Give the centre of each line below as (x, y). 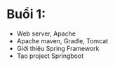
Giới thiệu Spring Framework (58, 48)
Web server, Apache (46, 33)
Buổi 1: (26, 14)
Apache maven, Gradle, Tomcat (62, 40)
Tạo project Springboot (50, 56)
